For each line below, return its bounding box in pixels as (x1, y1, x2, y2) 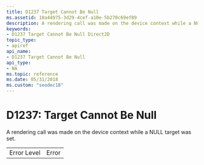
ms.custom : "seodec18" (6, 82, 64, 89)
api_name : (6, 49, 32, 55)
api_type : (6, 59, 32, 66)
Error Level (9, 148, 41, 157)
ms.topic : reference (6, 71, 59, 77)
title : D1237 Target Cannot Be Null (6, 8, 99, 15)
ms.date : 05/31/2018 (6, 76, 59, 82)
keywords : (6, 25, 32, 32)
